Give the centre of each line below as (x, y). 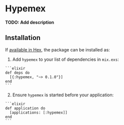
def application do (25, 108)
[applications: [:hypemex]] (39, 112)
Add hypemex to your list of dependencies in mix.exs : (65, 59)
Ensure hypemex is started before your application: (63, 95)
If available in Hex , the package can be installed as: (58, 49)
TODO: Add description (30, 22)
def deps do (17, 73)
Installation (23, 38)
